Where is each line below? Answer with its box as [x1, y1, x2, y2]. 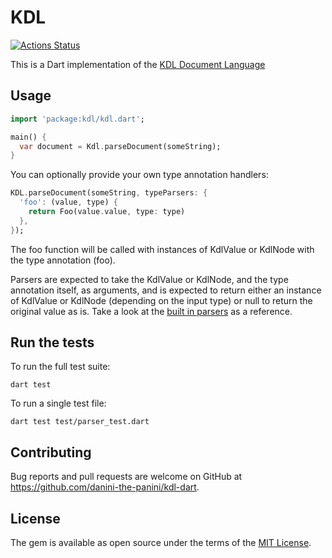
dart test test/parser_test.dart [10, 417, 150, 427]
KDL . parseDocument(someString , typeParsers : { [10, 188, 208, 198]
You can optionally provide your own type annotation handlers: [10, 169, 269, 181]
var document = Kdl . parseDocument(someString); [19, 141, 222, 151]
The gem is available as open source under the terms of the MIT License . [10, 537, 312, 549]
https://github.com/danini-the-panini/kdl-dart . [10, 481, 200, 493]
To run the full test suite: [10, 361, 111, 373]
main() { [10, 132, 47, 142]
